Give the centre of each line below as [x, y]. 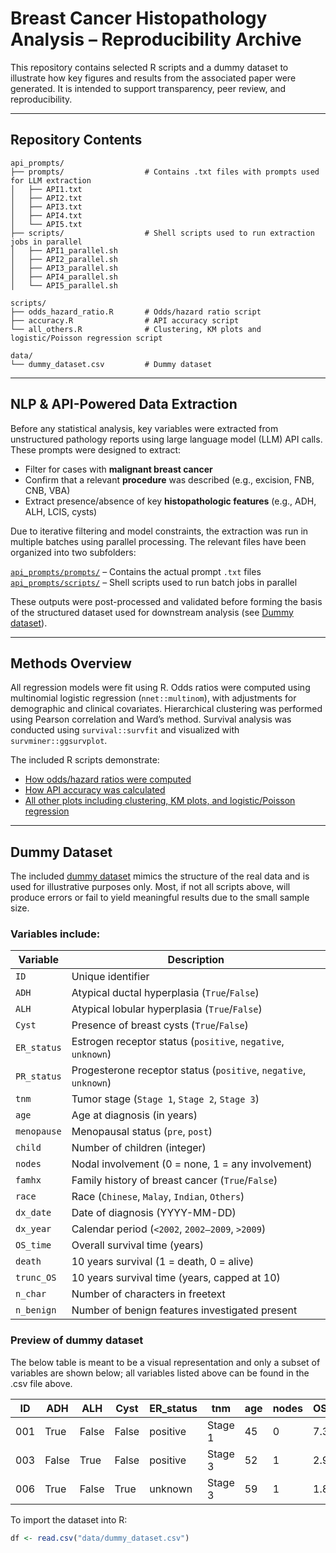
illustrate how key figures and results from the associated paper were [153, 78]
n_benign [36, 1310]
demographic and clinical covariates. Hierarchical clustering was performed [166, 709]
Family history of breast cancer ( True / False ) [174, 1180]
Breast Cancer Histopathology [139, 18]
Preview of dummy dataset [77, 1340]
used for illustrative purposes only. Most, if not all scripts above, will [150, 887]
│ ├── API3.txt [46, 207]
